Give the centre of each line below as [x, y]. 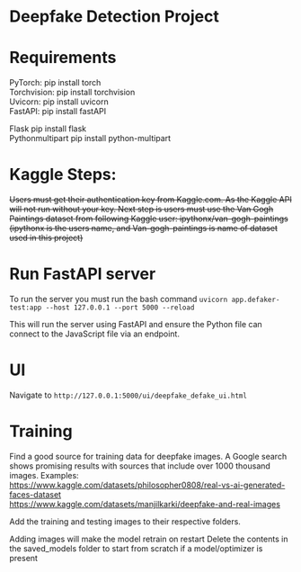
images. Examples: [44, 475]
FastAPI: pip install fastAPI [58, 112]
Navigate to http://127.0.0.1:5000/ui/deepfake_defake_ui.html [128, 395]
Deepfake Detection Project [115, 17]
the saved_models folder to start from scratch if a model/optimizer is [136, 548]
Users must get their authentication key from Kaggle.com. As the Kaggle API [150, 200]
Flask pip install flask [48, 129]
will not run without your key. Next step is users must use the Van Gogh [142, 210]
